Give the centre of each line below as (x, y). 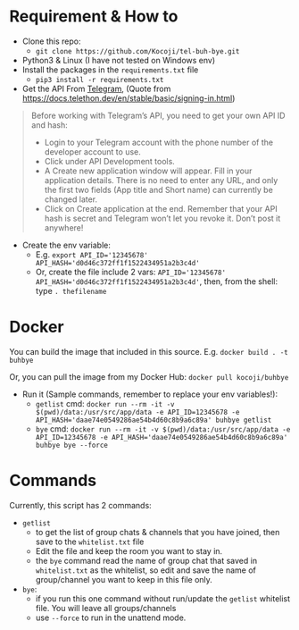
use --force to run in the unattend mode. (111, 617)
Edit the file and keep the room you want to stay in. (129, 550)
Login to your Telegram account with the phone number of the (159, 142)
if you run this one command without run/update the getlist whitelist (163, 598)
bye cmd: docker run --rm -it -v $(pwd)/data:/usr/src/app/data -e (163, 428)
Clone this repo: (51, 41)
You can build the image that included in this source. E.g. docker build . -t (149, 351)
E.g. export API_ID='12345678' (92, 254)
